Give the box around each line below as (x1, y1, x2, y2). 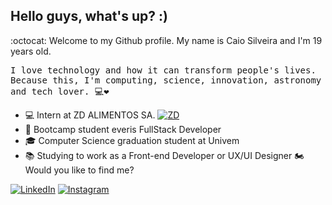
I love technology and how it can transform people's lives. (10, 64, 317, 76)
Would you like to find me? (24, 164, 135, 176)
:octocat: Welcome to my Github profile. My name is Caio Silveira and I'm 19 (10, 34, 323, 46)
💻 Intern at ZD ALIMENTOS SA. (24, 109, 156, 121)
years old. (10, 45, 52, 57)
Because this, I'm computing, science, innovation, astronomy (10, 74, 322, 86)
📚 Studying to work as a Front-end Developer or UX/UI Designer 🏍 (24, 149, 305, 161)
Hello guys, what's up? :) (10, 8, 168, 25)
